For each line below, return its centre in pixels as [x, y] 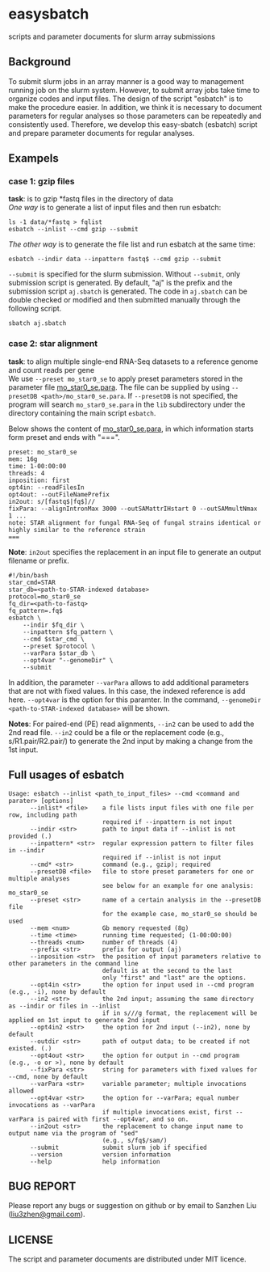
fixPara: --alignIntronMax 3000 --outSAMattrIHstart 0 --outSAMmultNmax [133, 509]
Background [39, 62]
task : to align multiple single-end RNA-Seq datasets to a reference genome [133, 361]
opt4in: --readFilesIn [46, 487]
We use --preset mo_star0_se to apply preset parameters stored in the [126, 378]
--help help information [95, 1161]
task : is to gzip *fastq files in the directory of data [91, 199]
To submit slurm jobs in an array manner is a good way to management [126, 81]
